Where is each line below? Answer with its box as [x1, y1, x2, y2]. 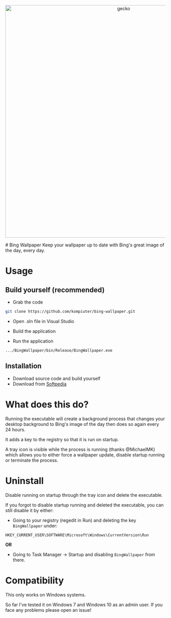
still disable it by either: [5, 507, 54, 513]
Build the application [12, 328, 56, 334]
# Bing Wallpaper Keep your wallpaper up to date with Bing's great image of [5, 242, 164, 248]
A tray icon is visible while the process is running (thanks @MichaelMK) [5, 446, 155, 452]
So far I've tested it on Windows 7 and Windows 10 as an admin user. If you [5, 601, 163, 608]
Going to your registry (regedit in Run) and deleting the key [12, 517, 136, 523]
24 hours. [5, 426, 25, 432]
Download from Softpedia [12, 381, 67, 387]
